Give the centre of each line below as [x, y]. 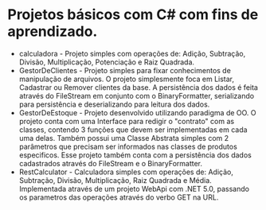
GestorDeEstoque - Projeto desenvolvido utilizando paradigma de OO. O [137, 112]
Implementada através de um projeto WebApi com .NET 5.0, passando [134, 189]
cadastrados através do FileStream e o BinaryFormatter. [111, 163]
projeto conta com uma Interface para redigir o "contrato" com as [127, 121]
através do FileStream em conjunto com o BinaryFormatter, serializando [137, 95]
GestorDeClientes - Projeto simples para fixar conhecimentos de [125, 70]
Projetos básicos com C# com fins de [133, 15]
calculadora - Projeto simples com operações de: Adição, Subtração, [132, 53]
